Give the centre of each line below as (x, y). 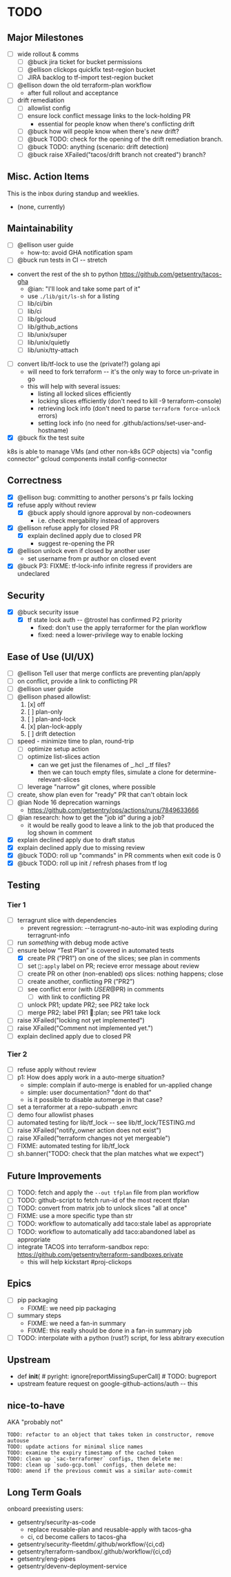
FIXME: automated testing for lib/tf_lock (73, 1146)
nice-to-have (36, 1405)
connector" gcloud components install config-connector (87, 459)
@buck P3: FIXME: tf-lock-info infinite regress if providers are (105, 566)
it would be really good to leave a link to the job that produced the (121, 825)
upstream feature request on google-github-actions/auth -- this (108, 1384)
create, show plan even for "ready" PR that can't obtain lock (102, 794)
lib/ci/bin (40, 303)
